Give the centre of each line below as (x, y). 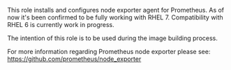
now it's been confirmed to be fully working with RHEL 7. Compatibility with (115, 17)
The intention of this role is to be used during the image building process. (113, 38)
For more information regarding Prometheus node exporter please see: (109, 52)
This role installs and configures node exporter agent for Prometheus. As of (116, 10)
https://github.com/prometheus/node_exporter (74, 59)
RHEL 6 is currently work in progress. (61, 25)
